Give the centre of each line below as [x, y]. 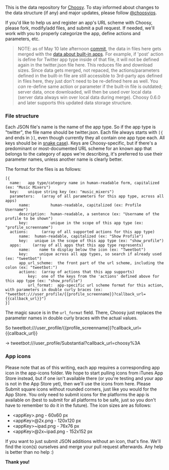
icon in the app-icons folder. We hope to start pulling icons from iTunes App [84, 373]
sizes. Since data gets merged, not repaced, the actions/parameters [89, 70]
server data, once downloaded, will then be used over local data [85, 92]
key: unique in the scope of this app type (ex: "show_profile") [91, 241]
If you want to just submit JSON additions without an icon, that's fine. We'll [83, 441]
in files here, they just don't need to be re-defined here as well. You [88, 81]
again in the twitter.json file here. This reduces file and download [85, 65]
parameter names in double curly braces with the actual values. [72, 318]
